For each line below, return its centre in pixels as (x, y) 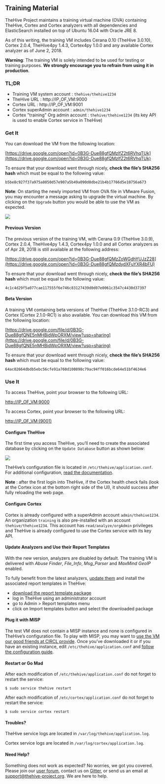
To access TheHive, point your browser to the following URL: (67, 392)
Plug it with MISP (23, 620)
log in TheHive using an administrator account (59, 598)
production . (17, 71)
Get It (12, 133)
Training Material (32, 8)
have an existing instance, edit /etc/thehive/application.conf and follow (80, 646)
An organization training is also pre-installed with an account (68, 520)
